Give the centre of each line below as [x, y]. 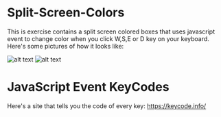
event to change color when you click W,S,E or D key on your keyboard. [108, 38]
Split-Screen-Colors [66, 13]
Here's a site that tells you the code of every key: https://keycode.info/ [107, 106]
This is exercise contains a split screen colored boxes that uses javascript [111, 31]
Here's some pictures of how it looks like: [66, 46]
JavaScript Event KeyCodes [88, 87]
